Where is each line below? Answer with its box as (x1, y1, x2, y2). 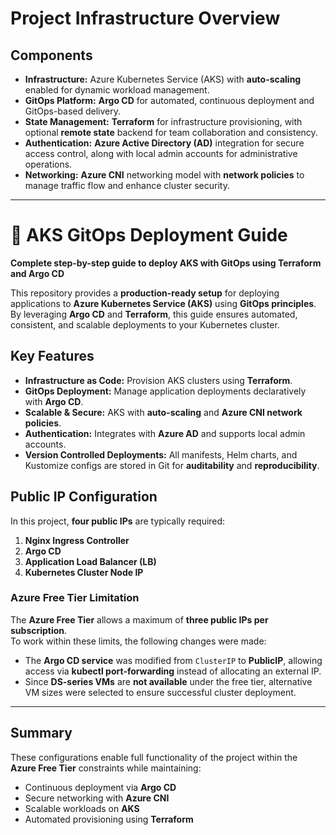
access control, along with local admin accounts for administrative (24, 148, 298, 159)
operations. (24, 158, 73, 170)
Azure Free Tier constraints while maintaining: (10, 762, 202, 774)
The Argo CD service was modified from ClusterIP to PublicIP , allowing (24, 654, 323, 666)
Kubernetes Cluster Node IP (24, 566, 144, 578)
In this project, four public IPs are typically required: (10, 515, 226, 527)
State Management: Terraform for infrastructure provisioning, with (24, 116, 303, 127)
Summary (10, 725, 73, 742)
